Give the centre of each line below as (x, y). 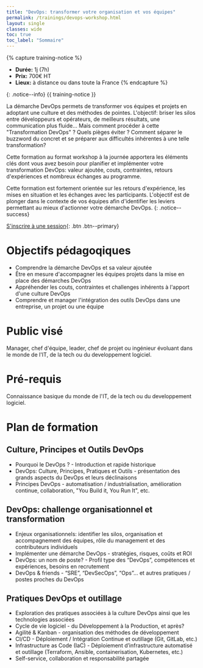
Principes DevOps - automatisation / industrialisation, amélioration (98, 484)
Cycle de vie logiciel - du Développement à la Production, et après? (100, 626)
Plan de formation (52, 427)
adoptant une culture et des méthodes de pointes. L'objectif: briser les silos (101, 113)
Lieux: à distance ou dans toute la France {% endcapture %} (91, 82)
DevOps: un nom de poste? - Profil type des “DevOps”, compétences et (105, 560)
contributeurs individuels (46, 546)
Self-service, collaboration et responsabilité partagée (82, 659)
